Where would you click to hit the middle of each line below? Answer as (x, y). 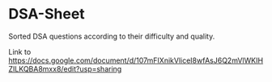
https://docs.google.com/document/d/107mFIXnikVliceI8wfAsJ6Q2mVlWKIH (136, 60)
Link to (20, 51)
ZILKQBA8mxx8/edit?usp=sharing (65, 68)
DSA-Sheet (47, 14)
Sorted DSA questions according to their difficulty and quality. (112, 36)
